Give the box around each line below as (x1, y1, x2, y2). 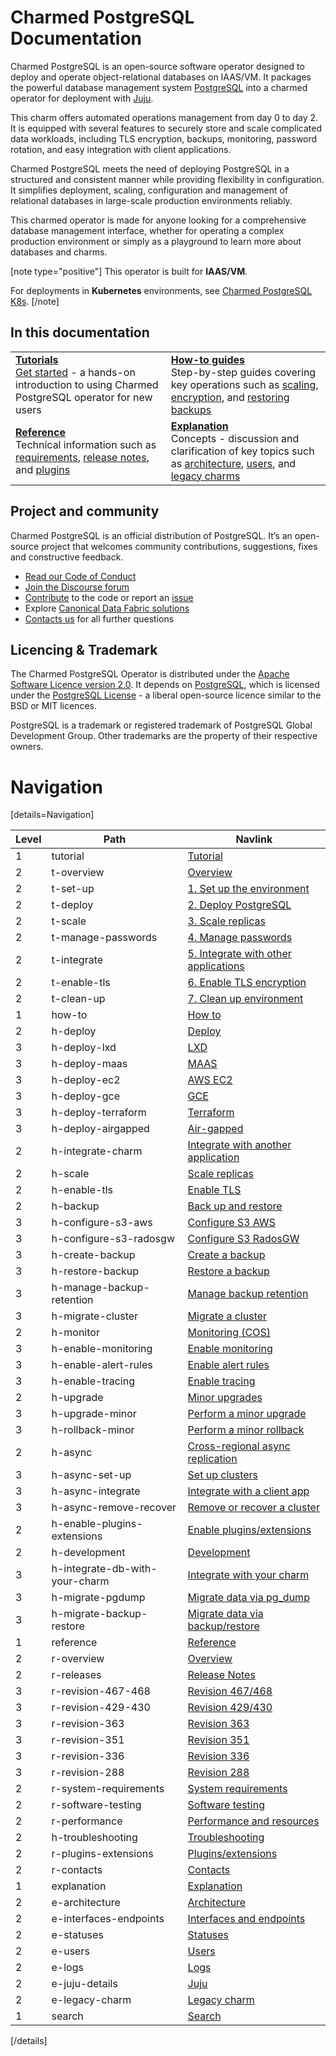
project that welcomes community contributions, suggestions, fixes (41, 540, 318, 552)
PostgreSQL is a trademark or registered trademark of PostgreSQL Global (10, 719, 313, 731)
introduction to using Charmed (15, 377, 159, 391)
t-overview (51, 866, 105, 880)
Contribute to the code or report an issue (24, 591, 194, 603)
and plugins (15, 462, 71, 476)
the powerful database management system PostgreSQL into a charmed (10, 81, 308, 93)
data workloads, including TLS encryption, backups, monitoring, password (10, 132, 318, 145)
